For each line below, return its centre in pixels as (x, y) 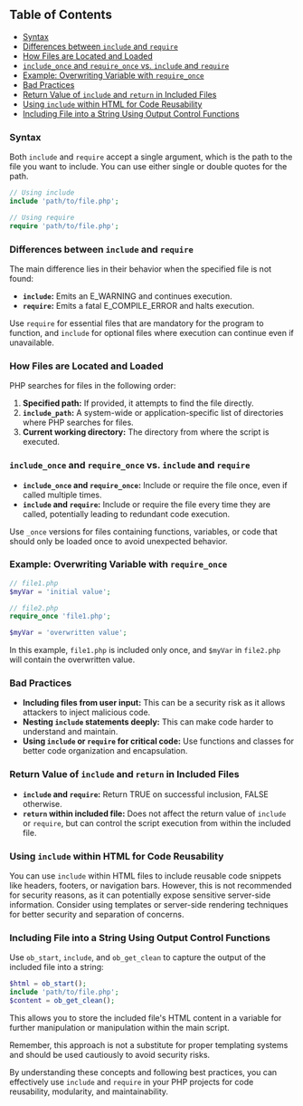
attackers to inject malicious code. (86, 712)
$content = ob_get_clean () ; (62, 1001)
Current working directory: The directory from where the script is (146, 432)
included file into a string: (57, 967)
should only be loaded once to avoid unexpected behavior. (118, 541)
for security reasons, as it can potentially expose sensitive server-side (140, 895)
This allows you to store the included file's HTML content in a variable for (146, 1017)
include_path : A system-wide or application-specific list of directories (153, 413)
